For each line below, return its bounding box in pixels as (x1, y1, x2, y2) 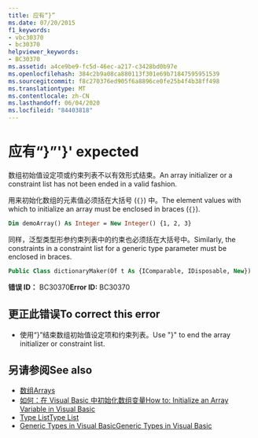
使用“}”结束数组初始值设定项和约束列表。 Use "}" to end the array (19, 329, 230, 339)
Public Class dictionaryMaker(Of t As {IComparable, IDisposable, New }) (8, 267, 252, 275)
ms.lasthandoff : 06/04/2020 (8, 99, 101, 107)
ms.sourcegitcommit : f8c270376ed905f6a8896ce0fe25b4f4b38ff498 (8, 77, 220, 85)
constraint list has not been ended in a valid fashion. (8, 179, 177, 189)
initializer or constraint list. (19, 339, 105, 348)
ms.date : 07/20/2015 (8, 19, 76, 27)
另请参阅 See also (8, 363, 93, 377)
